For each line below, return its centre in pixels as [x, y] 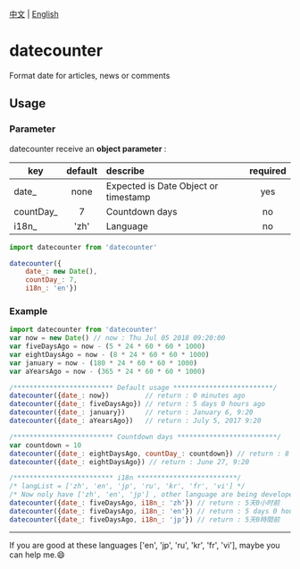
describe [125, 171]
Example [29, 310]
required [268, 171]
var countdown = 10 [46, 445]
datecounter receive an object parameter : [88, 149]
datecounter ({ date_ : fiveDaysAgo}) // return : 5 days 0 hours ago [137, 404]
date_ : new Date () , [62, 272]
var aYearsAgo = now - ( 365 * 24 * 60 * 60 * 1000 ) [108, 371]
